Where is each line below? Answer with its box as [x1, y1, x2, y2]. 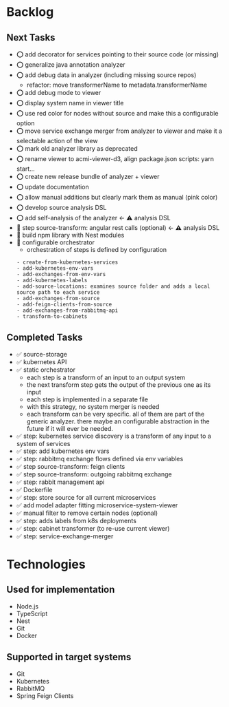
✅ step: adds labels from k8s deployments [16, 516, 136, 525]
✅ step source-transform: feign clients [16, 462, 125, 470]
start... [16, 165, 35, 173]
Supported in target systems [6, 651, 132, 663]
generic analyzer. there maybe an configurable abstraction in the [26, 417, 210, 425]
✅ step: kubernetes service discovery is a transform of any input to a [16, 432, 212, 440]
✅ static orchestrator [16, 366, 76, 374]
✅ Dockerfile [16, 485, 53, 494]
